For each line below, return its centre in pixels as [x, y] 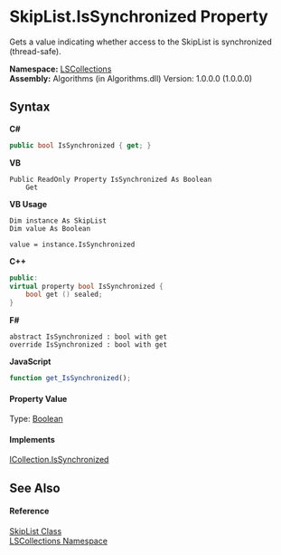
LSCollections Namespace [59, 541]
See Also [35, 488]
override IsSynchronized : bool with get [89, 345]
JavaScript [30, 362]
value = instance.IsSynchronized [72, 244]
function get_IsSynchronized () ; [70, 378]
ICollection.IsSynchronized [59, 460]
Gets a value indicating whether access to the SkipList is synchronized [141, 42]
